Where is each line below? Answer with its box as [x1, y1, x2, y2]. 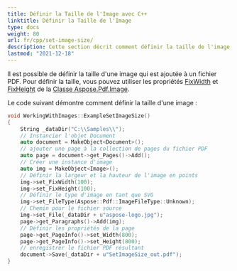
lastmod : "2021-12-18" [7, 51, 75, 58]
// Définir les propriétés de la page [20, 225, 135, 232]
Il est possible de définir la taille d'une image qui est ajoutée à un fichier [7, 69, 217, 78]
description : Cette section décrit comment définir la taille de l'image [7, 43, 231, 51]
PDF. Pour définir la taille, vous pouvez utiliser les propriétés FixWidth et [7, 77, 219, 85]
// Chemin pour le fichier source [20, 205, 122, 212]
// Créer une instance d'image [20, 159, 113, 166]
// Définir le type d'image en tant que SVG [20, 191, 154, 199]
